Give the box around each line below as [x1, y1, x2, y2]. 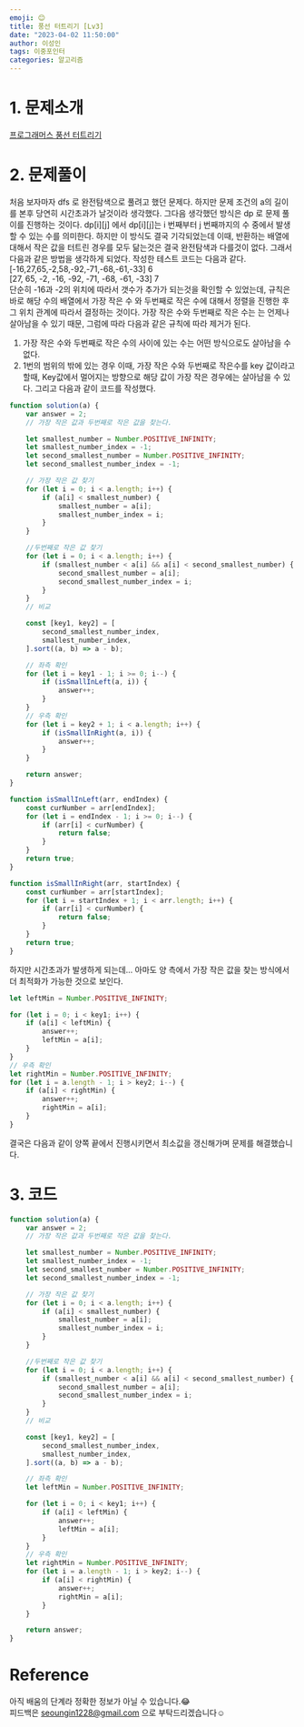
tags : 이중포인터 [9, 47, 65, 56]
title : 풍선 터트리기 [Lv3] [9, 22, 104, 31]
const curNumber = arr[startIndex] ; [25, 888, 165, 897]
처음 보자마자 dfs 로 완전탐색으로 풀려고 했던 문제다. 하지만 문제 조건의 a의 [9, 196, 272, 207]
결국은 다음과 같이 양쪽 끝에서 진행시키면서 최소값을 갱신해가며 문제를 [9, 1138, 254, 1149]
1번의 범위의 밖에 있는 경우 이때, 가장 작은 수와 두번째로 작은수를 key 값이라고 [22, 360, 296, 371]
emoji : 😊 [9, 13, 45, 23]
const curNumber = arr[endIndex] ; [25, 803, 156, 812]
